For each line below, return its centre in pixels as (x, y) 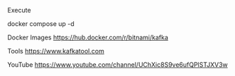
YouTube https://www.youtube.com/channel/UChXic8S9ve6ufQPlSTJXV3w (118, 65)
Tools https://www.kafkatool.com (56, 51)
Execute (19, 10)
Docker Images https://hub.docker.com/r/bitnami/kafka (88, 37)
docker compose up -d (41, 24)
